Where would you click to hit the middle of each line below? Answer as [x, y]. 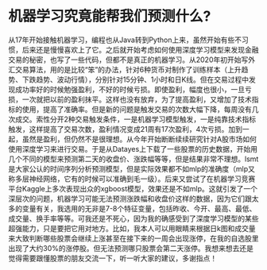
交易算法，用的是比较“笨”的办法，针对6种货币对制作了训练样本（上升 [128, 69]
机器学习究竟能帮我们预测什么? [110, 16]
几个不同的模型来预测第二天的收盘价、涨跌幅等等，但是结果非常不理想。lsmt [133, 159]
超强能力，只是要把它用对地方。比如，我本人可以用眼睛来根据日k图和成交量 [132, 228]
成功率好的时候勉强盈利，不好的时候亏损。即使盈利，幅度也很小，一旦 [130, 89]
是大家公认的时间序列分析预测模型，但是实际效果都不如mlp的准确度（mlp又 [132, 168]
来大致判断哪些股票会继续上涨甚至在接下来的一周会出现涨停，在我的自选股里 [133, 238]
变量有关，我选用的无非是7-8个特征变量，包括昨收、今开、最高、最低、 [139, 208]
